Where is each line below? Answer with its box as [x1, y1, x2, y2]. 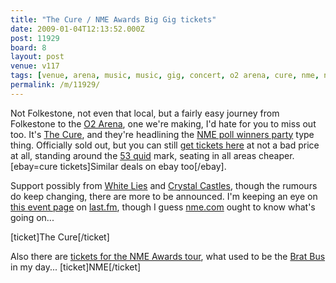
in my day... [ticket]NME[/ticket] [10, 261, 142, 273]
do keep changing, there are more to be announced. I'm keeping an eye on [10, 190, 318, 202]
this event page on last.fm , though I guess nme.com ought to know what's [10, 201, 316, 213]
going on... [10, 211, 55, 223]
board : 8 [10, 42, 47, 53]
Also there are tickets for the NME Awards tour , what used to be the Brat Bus [10, 250, 326, 262]
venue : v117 [10, 61, 60, 71]
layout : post [10, 52, 65, 62]
